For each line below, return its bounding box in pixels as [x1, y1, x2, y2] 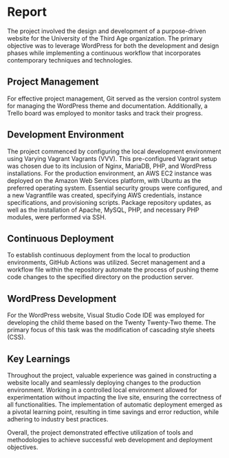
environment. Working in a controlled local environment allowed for [7, 386, 197, 394]
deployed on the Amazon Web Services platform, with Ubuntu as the [7, 176, 201, 184]
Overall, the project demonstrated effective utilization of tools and [7, 428, 194, 437]
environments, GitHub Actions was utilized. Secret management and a [7, 259, 206, 267]
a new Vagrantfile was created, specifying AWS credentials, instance [7, 190, 202, 199]
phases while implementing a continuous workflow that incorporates [7, 49, 201, 57]
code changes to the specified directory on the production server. [7, 273, 194, 281]
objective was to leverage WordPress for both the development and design [7, 41, 219, 50]
